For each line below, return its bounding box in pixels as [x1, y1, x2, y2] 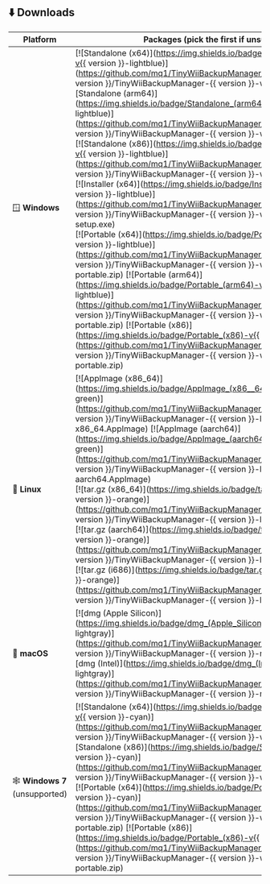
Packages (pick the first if [143, 34, 245, 45]
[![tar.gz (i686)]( [75, 564, 138, 575]
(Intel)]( [97, 658, 127, 669]
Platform [22, 34, 57, 45]
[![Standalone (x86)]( [75, 138, 157, 149]
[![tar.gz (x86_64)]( [75, 484, 150, 495]
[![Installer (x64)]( [75, 178, 144, 189]
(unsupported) [12, 788, 67, 799]
